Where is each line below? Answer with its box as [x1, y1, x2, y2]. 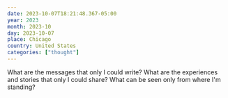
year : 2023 [7, 17, 39, 24]
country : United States [7, 42, 77, 49]
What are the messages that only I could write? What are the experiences [7, 67, 218, 76]
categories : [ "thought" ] [7, 49, 79, 56]
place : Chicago [7, 36, 52, 43]
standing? [7, 83, 36, 91]
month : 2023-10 [7, 23, 52, 30]
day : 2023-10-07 [7, 29, 54, 37]
